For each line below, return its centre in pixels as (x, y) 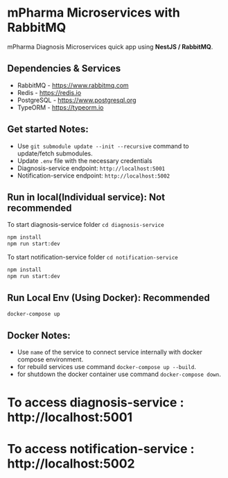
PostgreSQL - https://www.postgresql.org (77, 100)
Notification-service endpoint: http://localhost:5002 (94, 176)
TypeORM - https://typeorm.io (60, 107)
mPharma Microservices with (94, 13)
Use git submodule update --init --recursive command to (103, 146)
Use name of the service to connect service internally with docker (109, 352)
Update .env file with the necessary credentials (85, 160)
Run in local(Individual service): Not (86, 197)
